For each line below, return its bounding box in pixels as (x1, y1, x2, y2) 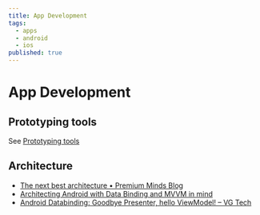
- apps (15, 26, 38, 34)
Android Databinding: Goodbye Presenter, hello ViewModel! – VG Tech (19, 197, 252, 207)
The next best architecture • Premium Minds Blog (19, 181, 184, 190)
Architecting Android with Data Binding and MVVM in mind (19, 189, 214, 198)
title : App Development (8, 11, 88, 20)
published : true (8, 49, 62, 57)
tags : (8, 19, 26, 27)
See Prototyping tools (8, 137, 80, 145)
